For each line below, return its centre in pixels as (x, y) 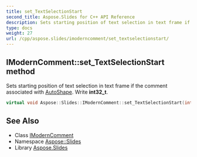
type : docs (19, 28)
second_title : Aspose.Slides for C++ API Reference (70, 17)
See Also (23, 121)
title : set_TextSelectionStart (44, 11)
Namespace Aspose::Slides (48, 141)
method (21, 72)
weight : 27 (19, 33)
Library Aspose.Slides (41, 148)
